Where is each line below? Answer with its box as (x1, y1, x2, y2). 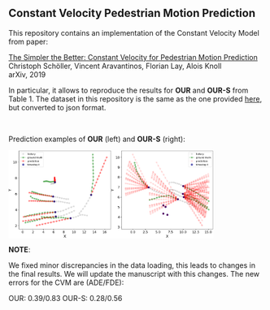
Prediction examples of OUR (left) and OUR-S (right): (8, 134, 185, 144)
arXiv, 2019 (8, 69, 46, 80)
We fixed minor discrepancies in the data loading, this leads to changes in (8, 260, 256, 270)
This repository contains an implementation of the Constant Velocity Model (8, 28, 260, 37)
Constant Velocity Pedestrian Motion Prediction (8, 6, 256, 20)
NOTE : (8, 244, 31, 254)
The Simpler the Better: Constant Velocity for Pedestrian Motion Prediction (8, 52, 258, 62)
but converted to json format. (8, 102, 107, 112)
